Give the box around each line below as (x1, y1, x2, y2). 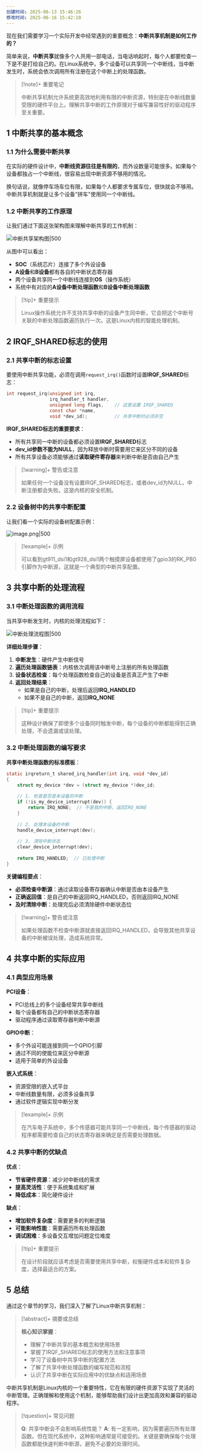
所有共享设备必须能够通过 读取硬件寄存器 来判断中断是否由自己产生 (14, 453, 179, 460)
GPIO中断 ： (6, 1029, 36, 1036)
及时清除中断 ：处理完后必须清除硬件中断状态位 (14, 901, 132, 908)
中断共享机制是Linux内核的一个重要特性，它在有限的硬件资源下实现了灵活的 (6, 1384, 195, 1391)
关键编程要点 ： (6, 873, 43, 880)
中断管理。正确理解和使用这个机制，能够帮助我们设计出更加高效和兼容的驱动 (6, 1391, 197, 1398)
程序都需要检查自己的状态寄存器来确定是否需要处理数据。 (21, 1132, 164, 1139)
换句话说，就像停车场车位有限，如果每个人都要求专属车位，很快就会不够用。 (6, 183, 197, 190)
